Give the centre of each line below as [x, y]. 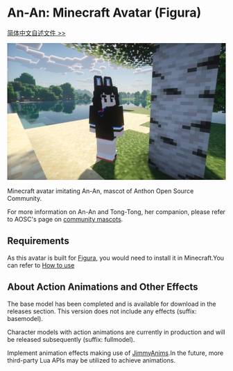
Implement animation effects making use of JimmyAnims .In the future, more [115, 353]
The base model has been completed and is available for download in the [112, 304]
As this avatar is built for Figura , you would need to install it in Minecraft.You [115, 258]
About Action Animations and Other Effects [103, 287]
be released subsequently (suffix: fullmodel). [71, 339]
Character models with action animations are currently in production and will [116, 332]
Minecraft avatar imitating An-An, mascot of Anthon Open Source [101, 191]
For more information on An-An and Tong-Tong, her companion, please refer [116, 212]
